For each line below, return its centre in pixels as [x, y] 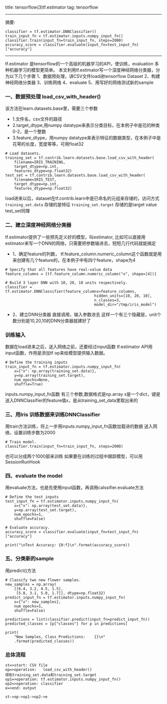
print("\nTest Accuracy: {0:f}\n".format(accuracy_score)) [68, 545]
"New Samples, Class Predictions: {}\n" [60, 637]
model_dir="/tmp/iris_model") [125, 304]
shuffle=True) [29, 384]
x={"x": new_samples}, [38, 602]
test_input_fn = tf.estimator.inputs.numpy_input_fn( [62, 502]
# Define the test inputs [32, 497]
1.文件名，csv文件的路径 [37, 119]
